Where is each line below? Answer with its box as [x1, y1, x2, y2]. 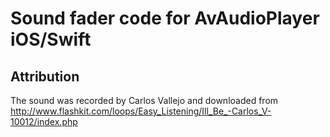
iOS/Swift [10, 28, 92, 51]
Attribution [10, 68, 80, 85]
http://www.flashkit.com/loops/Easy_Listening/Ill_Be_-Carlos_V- [10, 105, 272, 117]
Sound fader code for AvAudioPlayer [10, 7, 320, 30]
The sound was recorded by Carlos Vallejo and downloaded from [10, 95, 279, 106]
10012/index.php [10, 116, 78, 127]
